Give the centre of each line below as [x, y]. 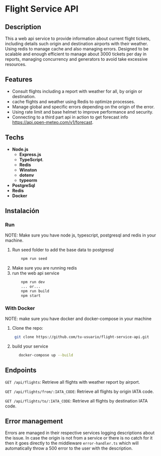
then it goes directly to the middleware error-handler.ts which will [72, 443]
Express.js [30, 154]
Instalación [22, 211]
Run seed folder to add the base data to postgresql [63, 250]
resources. [16, 64]
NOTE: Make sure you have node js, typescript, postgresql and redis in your [80, 235]
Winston [28, 170]
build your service [30, 346]
